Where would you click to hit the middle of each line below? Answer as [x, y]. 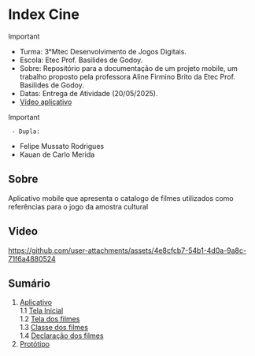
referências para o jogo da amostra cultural [78, 206]
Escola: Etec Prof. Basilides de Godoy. [81, 60]
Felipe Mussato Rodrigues [62, 146]
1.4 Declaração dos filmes [61, 336]
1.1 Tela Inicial [41, 311]
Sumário [30, 283]
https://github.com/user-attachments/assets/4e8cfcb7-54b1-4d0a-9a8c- [127, 250]
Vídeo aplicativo [46, 102]
